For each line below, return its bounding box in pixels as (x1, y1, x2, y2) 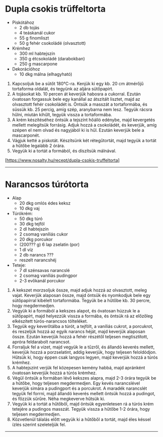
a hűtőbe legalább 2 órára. (12, 143, 65, 148)
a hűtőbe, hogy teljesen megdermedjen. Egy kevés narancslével (12, 380, 140, 386)
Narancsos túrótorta (5, 179, 89, 190)
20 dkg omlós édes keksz (19, 200, 71, 206)
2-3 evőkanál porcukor (19, 277, 65, 283)
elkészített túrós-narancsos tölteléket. (12, 318, 88, 324)
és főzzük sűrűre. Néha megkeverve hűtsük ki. (12, 396, 105, 401)
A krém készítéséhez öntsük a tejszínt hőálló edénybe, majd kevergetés (12, 117, 155, 123)
